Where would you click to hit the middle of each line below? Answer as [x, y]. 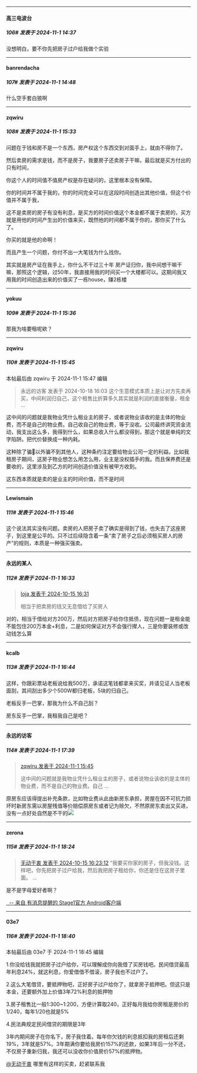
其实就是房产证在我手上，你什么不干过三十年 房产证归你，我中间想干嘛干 [94, 264]
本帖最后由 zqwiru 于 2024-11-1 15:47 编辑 [57, 378]
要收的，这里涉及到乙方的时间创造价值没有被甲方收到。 [73, 466]
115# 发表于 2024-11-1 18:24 [40, 847]
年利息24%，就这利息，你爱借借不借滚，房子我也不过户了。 [79, 972]
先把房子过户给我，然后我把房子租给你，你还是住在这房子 [110, 870]
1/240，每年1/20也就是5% [38, 1012]
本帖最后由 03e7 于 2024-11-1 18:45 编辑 [55, 952]
